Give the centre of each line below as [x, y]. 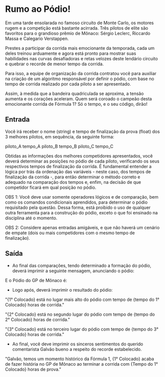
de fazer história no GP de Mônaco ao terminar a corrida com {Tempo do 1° [82, 364]
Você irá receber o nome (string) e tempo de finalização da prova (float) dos [82, 131]
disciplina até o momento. [31, 218]
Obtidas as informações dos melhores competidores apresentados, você [79, 156]
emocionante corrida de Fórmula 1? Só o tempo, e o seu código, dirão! [76, 104]
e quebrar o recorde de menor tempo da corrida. [54, 64]
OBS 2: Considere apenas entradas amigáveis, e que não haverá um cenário [82, 227]
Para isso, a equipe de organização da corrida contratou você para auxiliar [81, 73]
